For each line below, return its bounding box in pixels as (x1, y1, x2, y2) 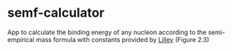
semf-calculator (7, 5, 105, 21)
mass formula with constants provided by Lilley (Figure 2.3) (35, 35, 209, 43)
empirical (7, 35, 35, 43)
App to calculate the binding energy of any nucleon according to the (7, 28, 207, 36)
